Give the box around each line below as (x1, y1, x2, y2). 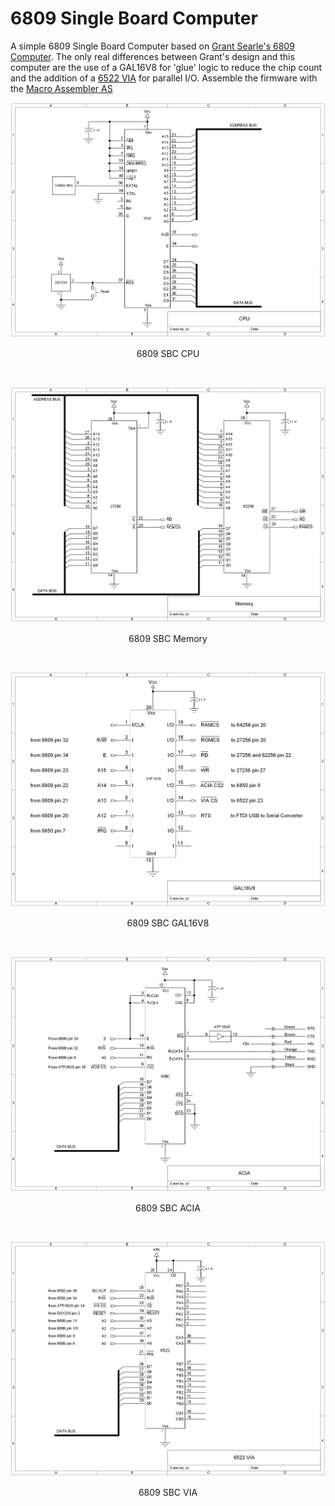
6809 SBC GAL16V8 (126, 917, 210, 929)
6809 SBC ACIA (135, 1202, 201, 1214)
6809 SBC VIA (138, 1486, 198, 1498)
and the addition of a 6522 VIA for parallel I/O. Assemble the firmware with (10, 72, 318, 84)
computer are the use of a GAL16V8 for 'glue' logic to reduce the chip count (10, 61, 323, 73)
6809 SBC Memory (128, 632, 208, 644)
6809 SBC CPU (136, 348, 200, 360)
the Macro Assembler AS (10, 82, 113, 94)
